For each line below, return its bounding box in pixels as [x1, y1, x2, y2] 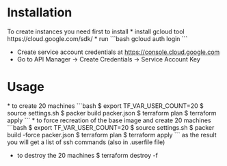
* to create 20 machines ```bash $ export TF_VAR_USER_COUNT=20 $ [7, 101, 204, 110]
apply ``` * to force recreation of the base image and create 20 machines [7, 116, 211, 124]
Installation [7, 5, 72, 20]
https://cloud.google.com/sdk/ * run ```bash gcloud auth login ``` [7, 34, 188, 42]
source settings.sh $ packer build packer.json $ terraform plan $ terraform [7, 109, 217, 117]
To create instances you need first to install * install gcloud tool [7, 27, 185, 36]
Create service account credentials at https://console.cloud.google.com [16, 48, 220, 56]
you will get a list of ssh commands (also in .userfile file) [7, 138, 165, 146]
